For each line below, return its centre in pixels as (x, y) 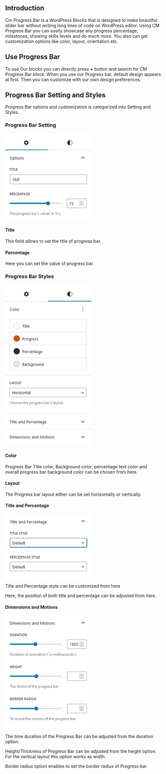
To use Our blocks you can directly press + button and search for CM (76, 69)
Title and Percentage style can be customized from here (63, 586)
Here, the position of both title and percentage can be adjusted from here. (81, 596)
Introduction (25, 8)
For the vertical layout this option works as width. (55, 757)
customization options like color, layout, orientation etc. (62, 41)
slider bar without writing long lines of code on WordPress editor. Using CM (83, 25)
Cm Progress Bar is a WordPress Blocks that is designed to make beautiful (81, 20)
